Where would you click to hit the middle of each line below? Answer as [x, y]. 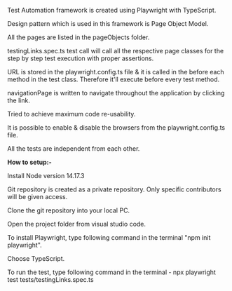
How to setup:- [30, 162]
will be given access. [37, 197]
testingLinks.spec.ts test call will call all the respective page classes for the [116, 51]
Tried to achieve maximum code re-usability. [71, 114]
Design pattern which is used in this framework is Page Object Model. [108, 23]
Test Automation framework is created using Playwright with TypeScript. [112, 10]
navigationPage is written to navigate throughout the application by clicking [116, 93]
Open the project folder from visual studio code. [76, 224]
